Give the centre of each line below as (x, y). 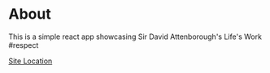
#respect (24, 45)
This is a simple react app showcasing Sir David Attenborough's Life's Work (135, 36)
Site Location (30, 61)
